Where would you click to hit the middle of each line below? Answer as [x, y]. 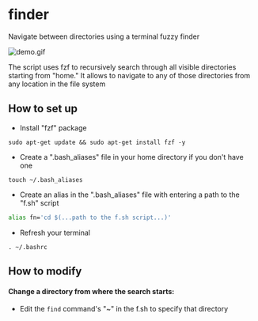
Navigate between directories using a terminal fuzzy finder [104, 36]
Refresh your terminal [55, 232]
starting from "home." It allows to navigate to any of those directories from [129, 75]
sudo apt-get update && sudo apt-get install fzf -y [97, 142]
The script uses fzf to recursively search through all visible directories [122, 67]
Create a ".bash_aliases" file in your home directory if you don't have [131, 157]
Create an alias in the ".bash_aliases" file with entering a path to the [129, 194]
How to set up [43, 109]
